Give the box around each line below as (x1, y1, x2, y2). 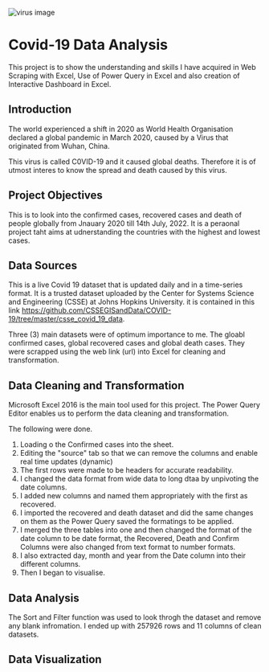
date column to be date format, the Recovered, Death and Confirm (19, 534, 239, 543)
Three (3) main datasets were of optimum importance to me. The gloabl (8, 330, 246, 339)
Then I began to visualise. (19, 568, 106, 578)
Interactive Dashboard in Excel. (8, 79, 112, 88)
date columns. (19, 482, 67, 492)
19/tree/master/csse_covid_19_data (8, 314, 123, 324)
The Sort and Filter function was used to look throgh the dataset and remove (8, 613, 262, 622)
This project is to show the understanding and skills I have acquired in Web (8, 62, 257, 72)
